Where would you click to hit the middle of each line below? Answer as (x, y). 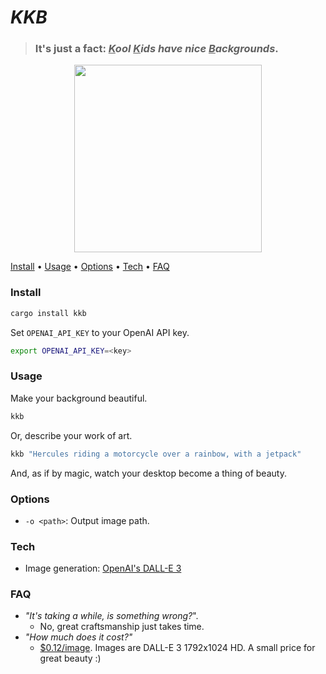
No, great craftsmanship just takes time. (122, 627)
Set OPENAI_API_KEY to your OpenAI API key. (100, 332)
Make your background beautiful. (79, 398)
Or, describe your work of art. (71, 435)
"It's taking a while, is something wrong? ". (111, 616)
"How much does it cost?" (78, 637)
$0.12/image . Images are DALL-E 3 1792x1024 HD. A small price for (177, 648)
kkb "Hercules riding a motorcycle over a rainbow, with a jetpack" (156, 454)
